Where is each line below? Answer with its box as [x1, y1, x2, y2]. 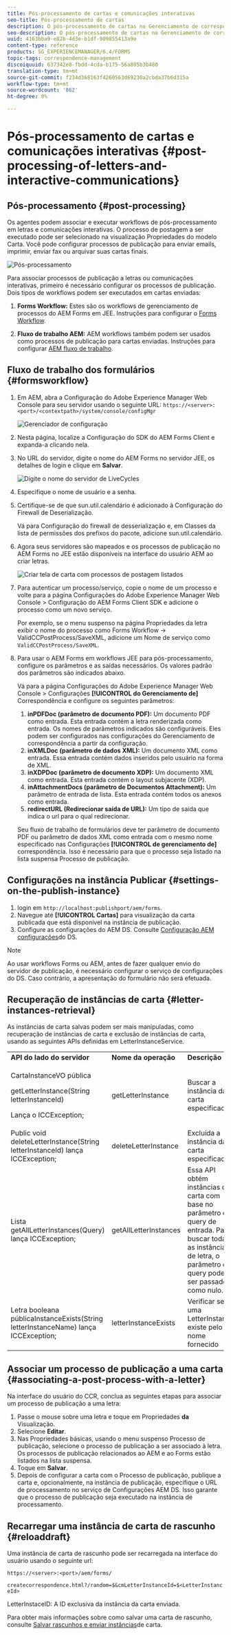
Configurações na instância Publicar [7, 874, 167, 887]
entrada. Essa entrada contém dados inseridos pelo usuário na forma [27, 753, 223, 761]
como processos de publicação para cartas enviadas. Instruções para [16, 337, 215, 345]
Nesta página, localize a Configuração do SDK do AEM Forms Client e [16, 433, 215, 441]
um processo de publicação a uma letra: [7, 1399, 122, 1408]
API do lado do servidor [10, 1053, 89, 1063]
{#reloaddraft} [7, 1531, 71, 1543]
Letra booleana [10, 1305, 60, 1315]
